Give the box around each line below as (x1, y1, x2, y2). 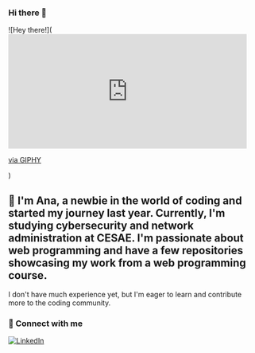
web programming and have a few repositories (8, 243, 244, 257)
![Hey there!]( (8, 25, 52, 35)
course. (8, 269, 48, 282)
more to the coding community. (8, 298, 111, 308)
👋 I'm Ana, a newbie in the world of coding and (8, 194, 242, 207)
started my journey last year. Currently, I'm (8, 206, 226, 220)
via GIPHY (8, 155, 42, 165)
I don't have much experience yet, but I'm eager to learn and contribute (8, 290, 242, 300)
